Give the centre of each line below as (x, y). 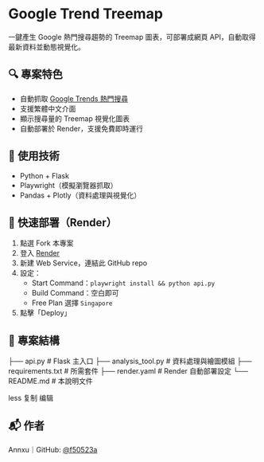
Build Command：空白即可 (75, 293)
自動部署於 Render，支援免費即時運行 (81, 128)
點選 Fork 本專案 (47, 243)
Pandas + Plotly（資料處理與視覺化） (80, 195)
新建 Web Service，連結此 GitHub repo (83, 263)
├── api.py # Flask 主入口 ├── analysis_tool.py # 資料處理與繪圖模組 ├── (130, 361)
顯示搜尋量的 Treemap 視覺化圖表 (74, 118)
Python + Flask (45, 175)
